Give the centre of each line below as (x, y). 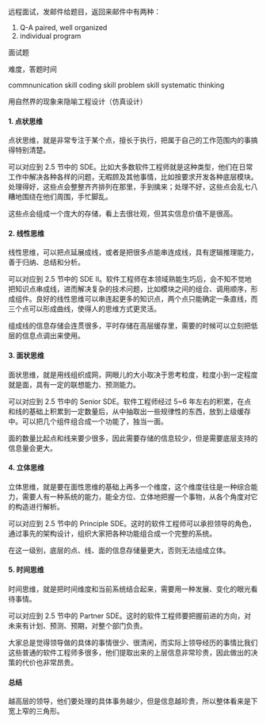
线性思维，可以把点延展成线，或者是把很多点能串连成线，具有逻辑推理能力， (133, 252)
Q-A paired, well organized (63, 27)
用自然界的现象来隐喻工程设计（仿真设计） (78, 101)
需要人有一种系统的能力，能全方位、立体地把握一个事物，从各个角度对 (136, 496)
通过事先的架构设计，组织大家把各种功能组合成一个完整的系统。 (112, 533)
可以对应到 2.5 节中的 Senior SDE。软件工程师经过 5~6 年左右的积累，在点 (130, 401)
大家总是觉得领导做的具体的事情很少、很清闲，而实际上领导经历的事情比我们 (133, 643)
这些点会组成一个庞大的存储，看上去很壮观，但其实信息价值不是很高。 (123, 213)
